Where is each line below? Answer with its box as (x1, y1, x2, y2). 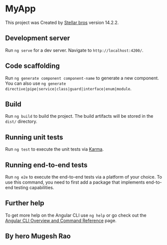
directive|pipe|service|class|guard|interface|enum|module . (5, 85, 132, 91)
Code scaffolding (5, 62, 60, 70)
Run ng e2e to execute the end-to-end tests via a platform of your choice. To (5, 174, 163, 180)
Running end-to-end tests (5, 161, 88, 169)
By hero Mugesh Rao (5, 232, 71, 241)
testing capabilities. (14, 185, 54, 190)
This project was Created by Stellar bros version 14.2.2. (5, 19, 119, 25)
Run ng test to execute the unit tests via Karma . (5, 146, 104, 152)
